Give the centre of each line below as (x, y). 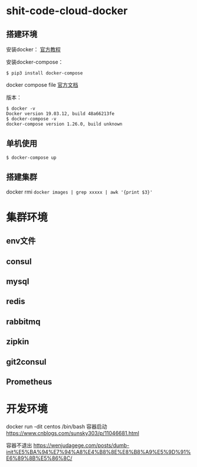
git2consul (26, 362)
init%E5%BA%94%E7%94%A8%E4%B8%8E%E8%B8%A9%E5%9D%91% (98, 452)
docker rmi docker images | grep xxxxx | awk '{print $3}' (79, 192)
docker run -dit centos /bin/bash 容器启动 (57, 426)
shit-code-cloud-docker (67, 11)
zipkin (18, 342)
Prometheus (29, 382)
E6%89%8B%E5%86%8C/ (39, 458)
